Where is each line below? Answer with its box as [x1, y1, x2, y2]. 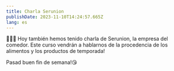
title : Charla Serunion [6, 8, 64, 15]
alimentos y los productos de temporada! [6, 48, 105, 55]
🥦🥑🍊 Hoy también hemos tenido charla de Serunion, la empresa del [6, 35, 168, 42]
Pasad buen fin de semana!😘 [6, 59, 77, 66]
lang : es [6, 19, 28, 25]
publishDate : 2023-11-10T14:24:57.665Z [6, 14, 104, 20]
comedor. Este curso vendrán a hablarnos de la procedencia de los [6, 41, 168, 48]
